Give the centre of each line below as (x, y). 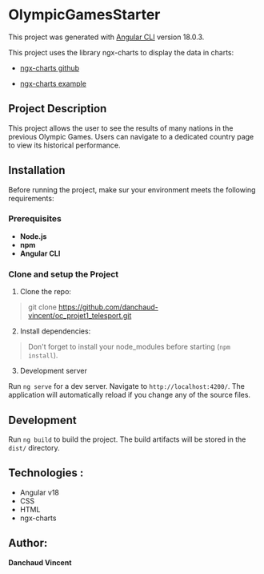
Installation (37, 170)
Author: (28, 543)
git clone (42, 307)
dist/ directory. (34, 447)
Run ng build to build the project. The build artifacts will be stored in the (127, 439)
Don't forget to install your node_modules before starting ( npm (129, 347)
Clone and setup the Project (64, 274)
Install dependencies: (55, 331)
